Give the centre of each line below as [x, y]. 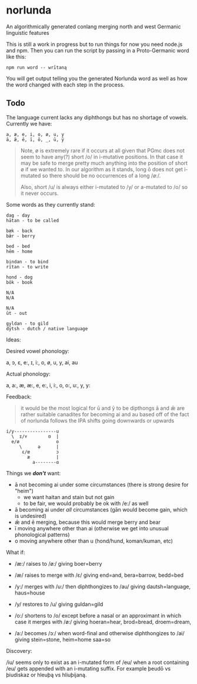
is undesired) [31, 516]
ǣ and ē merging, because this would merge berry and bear [87, 522]
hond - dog [19, 277]
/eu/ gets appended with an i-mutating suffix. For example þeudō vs [89, 668]
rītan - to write [27, 267]
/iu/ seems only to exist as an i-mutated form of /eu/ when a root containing [98, 662]
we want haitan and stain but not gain [69, 497]
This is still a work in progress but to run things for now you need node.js [94, 44]
